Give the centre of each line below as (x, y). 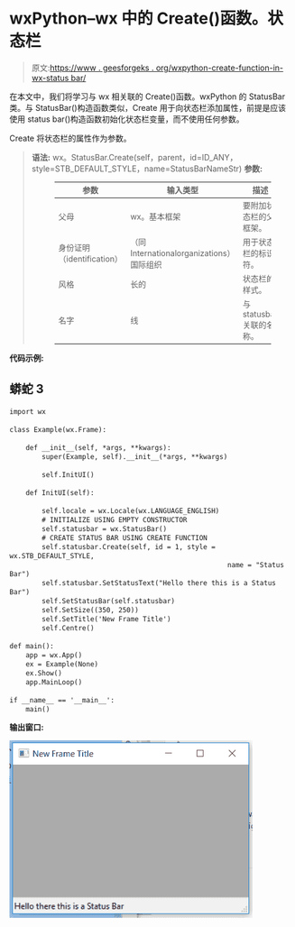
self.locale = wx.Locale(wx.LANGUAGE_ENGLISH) (131, 510)
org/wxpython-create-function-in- (220, 68)
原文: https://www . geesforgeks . (92, 68)
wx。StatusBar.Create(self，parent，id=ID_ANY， (145, 157)
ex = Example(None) (62, 664)
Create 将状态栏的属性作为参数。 (70, 138)
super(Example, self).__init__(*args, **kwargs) (135, 456)
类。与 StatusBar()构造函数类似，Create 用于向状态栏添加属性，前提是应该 (148, 107)
